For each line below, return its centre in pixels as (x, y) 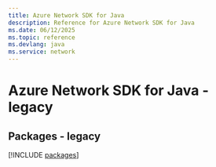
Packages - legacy (54, 136)
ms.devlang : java (37, 45)
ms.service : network (42, 52)
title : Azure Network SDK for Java (66, 15)
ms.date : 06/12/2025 (42, 30)
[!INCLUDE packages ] (44, 155)
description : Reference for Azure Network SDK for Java (101, 23)
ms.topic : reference (42, 37)
